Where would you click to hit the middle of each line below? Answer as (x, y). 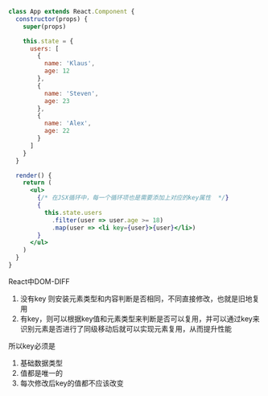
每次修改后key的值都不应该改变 (72, 383)
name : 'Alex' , (68, 124)
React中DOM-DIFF (39, 281)
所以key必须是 (32, 345)
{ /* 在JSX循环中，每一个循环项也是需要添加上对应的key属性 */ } (133, 198)
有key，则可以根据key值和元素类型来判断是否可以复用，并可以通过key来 (140, 319)
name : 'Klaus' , (69, 64)
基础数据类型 (41, 363)
